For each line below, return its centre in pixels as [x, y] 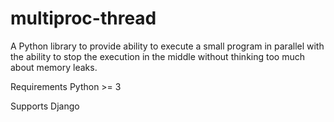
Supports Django [45, 106]
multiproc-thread [83, 18]
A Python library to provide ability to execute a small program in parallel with [167, 46]
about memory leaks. [54, 67]
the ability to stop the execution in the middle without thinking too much [158, 56]
